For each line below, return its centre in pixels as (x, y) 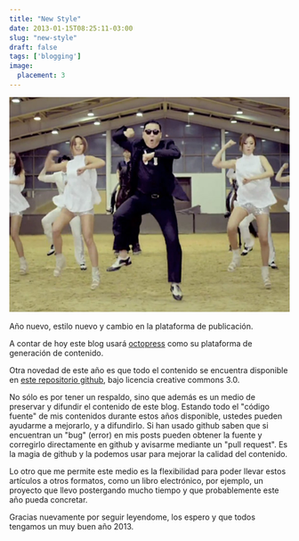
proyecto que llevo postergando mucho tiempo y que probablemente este (144, 490)
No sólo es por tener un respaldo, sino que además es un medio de (133, 396)
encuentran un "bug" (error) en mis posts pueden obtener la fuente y (136, 435)
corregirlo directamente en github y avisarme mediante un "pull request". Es (148, 444)
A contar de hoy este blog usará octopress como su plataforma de (131, 343)
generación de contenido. (57, 353)
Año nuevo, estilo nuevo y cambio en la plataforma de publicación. (131, 326)
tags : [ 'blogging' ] (45, 57)
